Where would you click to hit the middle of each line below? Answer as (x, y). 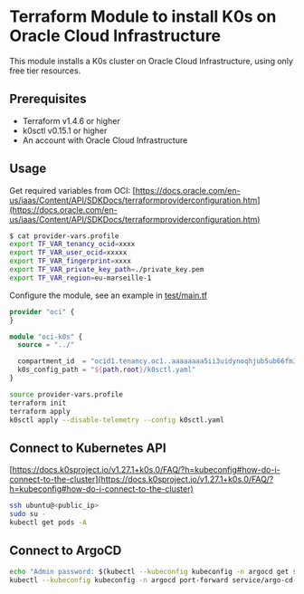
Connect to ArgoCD (66, 551)
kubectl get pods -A (48, 522)
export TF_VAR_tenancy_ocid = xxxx (72, 244)
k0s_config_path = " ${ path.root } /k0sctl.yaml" (107, 370)
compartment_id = (52, 361)
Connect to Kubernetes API (88, 448)
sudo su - (28, 514)
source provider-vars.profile (66, 394)
